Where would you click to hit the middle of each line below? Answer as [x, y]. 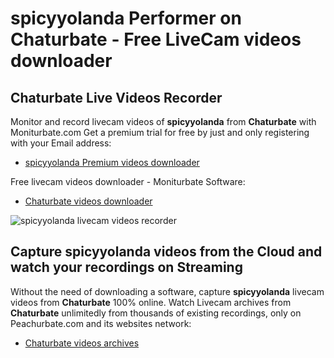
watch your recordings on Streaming [126, 267]
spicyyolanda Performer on [126, 18]
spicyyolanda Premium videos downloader [112, 162]
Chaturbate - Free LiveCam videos [156, 39]
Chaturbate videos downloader [88, 201]
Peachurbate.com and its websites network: [101, 323]
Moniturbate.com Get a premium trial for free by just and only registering [160, 132]
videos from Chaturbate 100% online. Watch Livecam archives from [151, 302]
